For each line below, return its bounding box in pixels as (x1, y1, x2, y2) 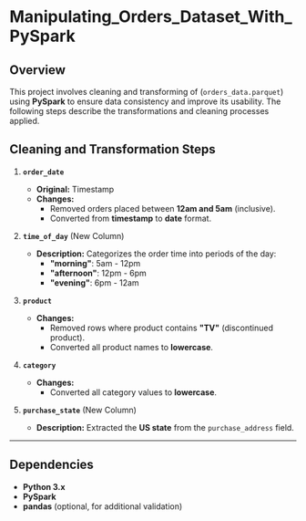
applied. (9, 116, 40, 126)
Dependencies (9, 457, 94, 473)
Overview (9, 62, 66, 78)
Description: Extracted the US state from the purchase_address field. (36, 422, 294, 432)
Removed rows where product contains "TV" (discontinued (49, 322, 273, 333)
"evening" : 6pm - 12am (49, 276, 139, 288)
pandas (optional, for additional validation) (22, 500, 183, 512)
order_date (22, 167, 65, 177)
